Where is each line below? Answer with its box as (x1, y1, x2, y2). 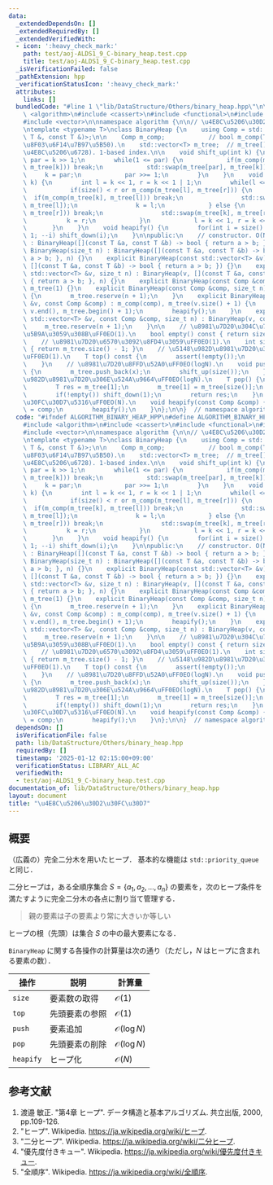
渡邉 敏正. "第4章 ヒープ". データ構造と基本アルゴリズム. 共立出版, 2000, (19, 1108, 262, 1117)
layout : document (8, 792, 67, 800)
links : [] (23, 95, 57, 103)
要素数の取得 (50, 993, 99, 1004)
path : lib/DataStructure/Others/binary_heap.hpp (15, 739, 184, 747)
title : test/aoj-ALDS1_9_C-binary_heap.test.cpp (23, 58, 191, 66)
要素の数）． (15, 956, 55, 966)
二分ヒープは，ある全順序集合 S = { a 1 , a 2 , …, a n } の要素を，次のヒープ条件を (8, 882, 262, 894)
